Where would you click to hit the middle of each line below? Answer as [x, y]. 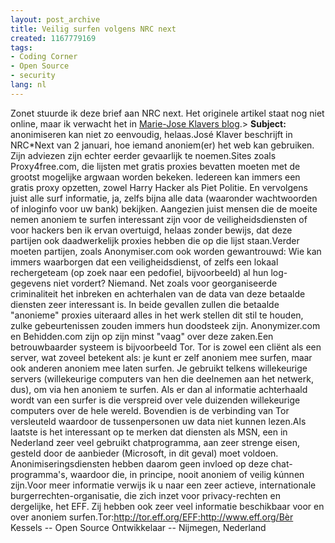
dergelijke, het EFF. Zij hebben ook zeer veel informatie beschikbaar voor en [167, 506]
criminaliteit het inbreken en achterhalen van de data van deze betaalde [158, 293]
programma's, [39, 474]
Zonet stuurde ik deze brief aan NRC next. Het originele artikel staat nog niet [167, 113]
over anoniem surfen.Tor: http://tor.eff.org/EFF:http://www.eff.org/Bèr [152, 517]
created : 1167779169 [53, 38]
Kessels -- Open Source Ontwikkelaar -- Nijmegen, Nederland [138, 527]
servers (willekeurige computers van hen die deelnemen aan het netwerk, [162, 378]
